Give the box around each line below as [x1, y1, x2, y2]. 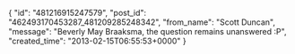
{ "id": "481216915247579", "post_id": [8, 8, 147, 18]
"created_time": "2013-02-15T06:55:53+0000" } [8, 35, 187, 46]
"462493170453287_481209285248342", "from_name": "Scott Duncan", [8, 17, 275, 27]
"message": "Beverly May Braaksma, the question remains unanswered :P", [8, 27, 287, 36]
